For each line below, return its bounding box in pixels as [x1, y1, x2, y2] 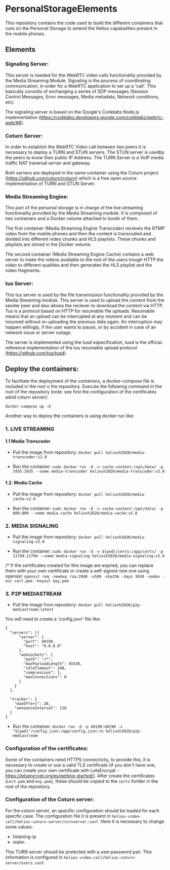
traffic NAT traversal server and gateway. [5, 160, 91, 166]
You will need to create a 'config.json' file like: [5, 616, 101, 622]
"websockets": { [18, 652, 53, 658]
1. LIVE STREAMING [5, 425, 55, 432]
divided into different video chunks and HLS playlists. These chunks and [5, 236, 156, 242]
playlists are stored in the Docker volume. [5, 241, 92, 247]
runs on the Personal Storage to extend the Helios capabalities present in [5, 25, 158, 31]
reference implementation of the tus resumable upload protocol [5, 344, 138, 350]
